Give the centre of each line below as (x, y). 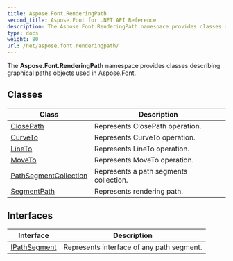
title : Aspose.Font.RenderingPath (57, 14)
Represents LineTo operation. (142, 149)
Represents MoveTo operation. (144, 160)
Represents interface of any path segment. (133, 247)
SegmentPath (33, 191)
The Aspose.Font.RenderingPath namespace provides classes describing (114, 66)
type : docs (23, 33)
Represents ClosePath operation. (148, 126)
